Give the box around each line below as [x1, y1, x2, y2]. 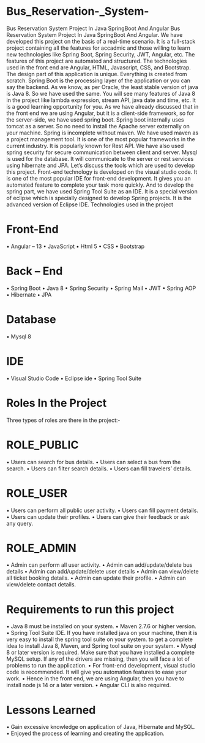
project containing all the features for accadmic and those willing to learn [6, 44, 191, 52]
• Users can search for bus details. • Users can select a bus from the [6, 458, 181, 465]
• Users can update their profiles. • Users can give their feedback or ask [6, 513, 190, 520]
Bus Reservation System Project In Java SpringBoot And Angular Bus [6, 25, 181, 32]
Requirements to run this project [6, 602, 174, 617]
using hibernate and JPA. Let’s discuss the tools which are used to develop [6, 161, 195, 169]
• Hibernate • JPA [6, 290, 52, 298]
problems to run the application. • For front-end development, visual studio [6, 662, 196, 669]
